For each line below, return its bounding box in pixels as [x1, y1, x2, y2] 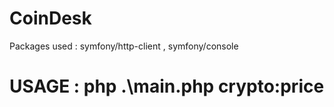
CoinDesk [9, 7, 92, 30]
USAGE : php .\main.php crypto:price [9, 75, 325, 98]
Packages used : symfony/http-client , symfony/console [9, 40, 239, 52]
